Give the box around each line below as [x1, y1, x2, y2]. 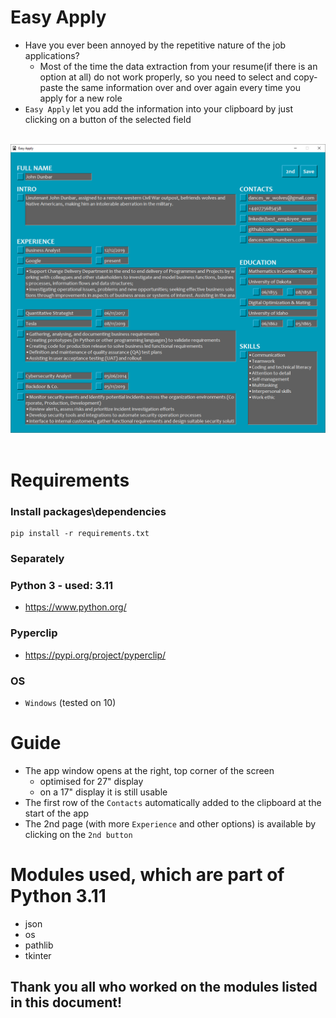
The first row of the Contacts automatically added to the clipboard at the [24, 796, 322, 808]
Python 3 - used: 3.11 [10, 578, 114, 592]
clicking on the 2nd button [24, 828, 133, 840]
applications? [24, 49, 80, 61]
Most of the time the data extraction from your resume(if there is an [39, 60, 318, 72]
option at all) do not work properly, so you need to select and [39, 71, 292, 83]
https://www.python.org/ [24, 601, 127, 613]
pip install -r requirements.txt [10, 529, 150, 539]
